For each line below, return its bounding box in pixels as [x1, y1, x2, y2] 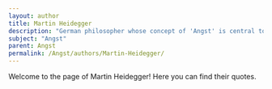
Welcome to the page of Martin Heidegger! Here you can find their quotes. [8, 72, 257, 81]
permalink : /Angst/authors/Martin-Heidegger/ [8, 49, 164, 57]
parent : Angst [8, 42, 57, 50]
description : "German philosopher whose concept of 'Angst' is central [8, 27, 255, 35]
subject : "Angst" [8, 34, 67, 43]
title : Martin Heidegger [8, 19, 92, 28]
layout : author [8, 11, 60, 20]
